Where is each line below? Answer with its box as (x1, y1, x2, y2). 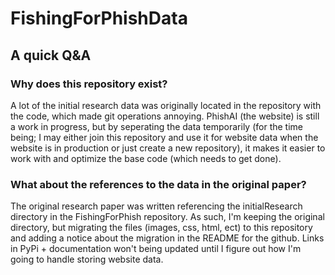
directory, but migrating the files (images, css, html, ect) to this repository (10, 222, 313, 234)
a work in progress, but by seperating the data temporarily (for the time (10, 120, 304, 132)
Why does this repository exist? (10, 77, 168, 91)
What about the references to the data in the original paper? (10, 177, 307, 191)
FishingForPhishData (10, 7, 188, 30)
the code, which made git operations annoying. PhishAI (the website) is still (10, 110, 320, 122)
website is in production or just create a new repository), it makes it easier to (10, 142, 326, 154)
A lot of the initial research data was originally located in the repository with (10, 99, 322, 111)
